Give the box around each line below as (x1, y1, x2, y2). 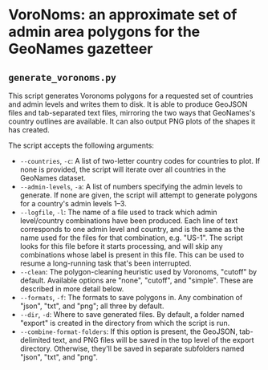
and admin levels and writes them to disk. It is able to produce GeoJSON (8, 100, 248, 109)
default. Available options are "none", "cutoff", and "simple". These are (19, 275, 254, 285)
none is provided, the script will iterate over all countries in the (19, 165, 226, 174)
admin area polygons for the (8, 22, 201, 41)
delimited (19, 335, 51, 344)
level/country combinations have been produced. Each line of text (19, 216, 238, 226)
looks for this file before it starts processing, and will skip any (19, 242, 223, 250)
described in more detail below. (19, 284, 124, 294)
